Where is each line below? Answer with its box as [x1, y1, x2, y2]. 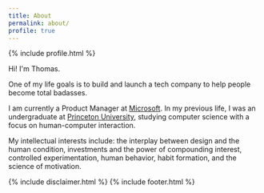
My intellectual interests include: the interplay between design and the [8, 136, 240, 146]
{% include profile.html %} [8, 49, 96, 58]
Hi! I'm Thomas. [8, 64, 61, 74]
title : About [8, 11, 52, 20]
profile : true [8, 26, 56, 34]
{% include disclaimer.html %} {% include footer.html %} [8, 177, 196, 187]
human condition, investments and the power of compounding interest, [8, 145, 242, 155]
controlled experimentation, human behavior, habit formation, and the [8, 153, 238, 163]
